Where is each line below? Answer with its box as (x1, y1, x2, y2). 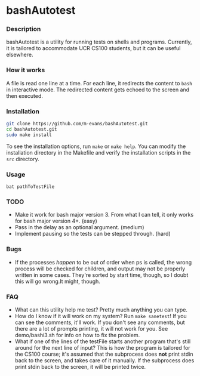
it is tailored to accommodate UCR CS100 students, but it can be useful (6, 45, 181, 52)
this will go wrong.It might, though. (14, 278, 100, 285)
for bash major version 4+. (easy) (14, 217, 97, 224)
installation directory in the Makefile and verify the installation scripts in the (6, 149, 191, 156)
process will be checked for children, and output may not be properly (14, 265, 186, 272)
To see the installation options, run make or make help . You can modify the (6, 143, 186, 150)
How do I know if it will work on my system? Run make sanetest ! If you (14, 312, 187, 319)
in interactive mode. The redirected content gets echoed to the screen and (6, 86, 190, 93)
